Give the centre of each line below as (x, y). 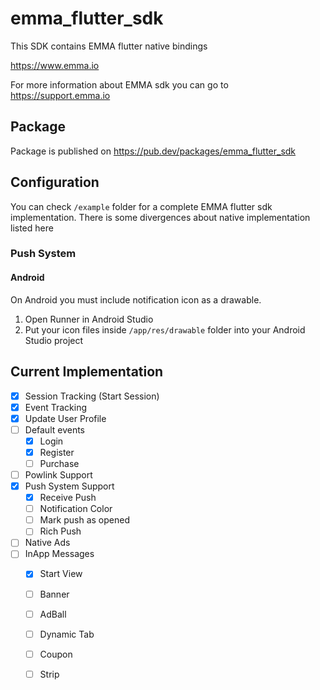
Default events (55, 429)
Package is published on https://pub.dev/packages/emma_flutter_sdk (153, 151)
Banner (54, 594)
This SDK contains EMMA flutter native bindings (109, 46)
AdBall (53, 614)
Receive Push (68, 498)
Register (57, 452)
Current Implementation (87, 372)
